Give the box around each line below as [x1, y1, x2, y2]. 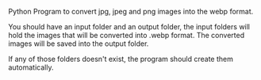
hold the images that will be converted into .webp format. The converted [8, 31, 244, 40]
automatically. [8, 63, 54, 72]
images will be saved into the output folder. [8, 39, 149, 48]
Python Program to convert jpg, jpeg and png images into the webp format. [8, 7, 254, 16]
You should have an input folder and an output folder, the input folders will [8, 22, 251, 31]
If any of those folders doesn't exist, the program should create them [8, 55, 234, 63]
